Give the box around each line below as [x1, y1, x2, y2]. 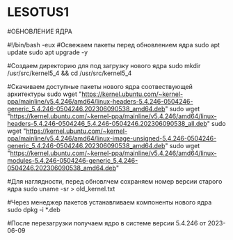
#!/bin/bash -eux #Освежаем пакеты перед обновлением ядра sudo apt [7, 40, 220, 49]
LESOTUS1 [7, 4, 70, 20]
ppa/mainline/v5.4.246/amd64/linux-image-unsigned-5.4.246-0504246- [7, 134, 217, 143]
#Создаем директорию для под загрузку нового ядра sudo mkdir [7, 61, 201, 70]
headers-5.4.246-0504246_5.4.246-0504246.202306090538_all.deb [7, 119, 207, 127]
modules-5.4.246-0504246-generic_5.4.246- [7, 156, 138, 164]
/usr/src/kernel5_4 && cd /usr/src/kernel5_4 [7, 69, 132, 77]
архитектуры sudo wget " [7, 90, 82, 98]
